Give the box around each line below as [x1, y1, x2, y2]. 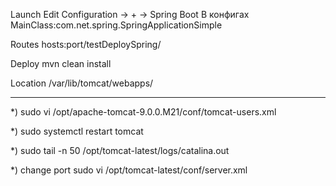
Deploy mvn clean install [10, 58, 112, 69]
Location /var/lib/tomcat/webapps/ [10, 77, 154, 89]
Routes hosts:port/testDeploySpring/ [10, 39, 162, 50]
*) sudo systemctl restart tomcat [10, 125, 144, 137]
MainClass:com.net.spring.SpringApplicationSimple [10, 19, 223, 31]
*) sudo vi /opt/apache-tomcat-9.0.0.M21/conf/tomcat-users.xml [10, 106, 277, 118]
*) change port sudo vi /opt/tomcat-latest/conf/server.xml [10, 164, 248, 176]
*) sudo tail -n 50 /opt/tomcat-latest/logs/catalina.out [10, 145, 230, 156]
